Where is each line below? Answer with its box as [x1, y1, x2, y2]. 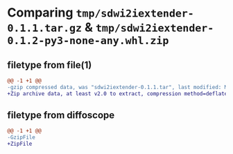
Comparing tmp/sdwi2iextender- [7, 5, 194, 21]
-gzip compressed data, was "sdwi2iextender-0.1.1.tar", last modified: [7, 84, 222, 90]
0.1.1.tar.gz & [7, 19, 94, 35]
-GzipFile [7, 134, 36, 141]
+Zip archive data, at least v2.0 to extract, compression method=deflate [7, 90, 228, 97]
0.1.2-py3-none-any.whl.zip [7, 35, 169, 48]
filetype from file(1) [7, 59, 92, 70]
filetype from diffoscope [7, 109, 115, 122]
